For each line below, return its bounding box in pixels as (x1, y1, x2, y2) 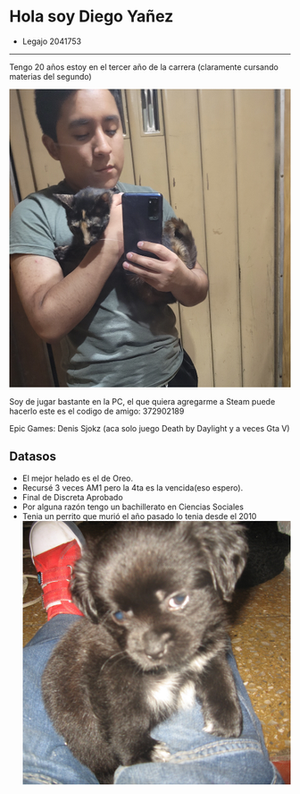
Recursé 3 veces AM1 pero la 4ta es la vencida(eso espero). (21, 482, 244, 493)
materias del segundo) (9, 71, 92, 81)
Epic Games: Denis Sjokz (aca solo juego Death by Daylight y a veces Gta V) (9, 423, 290, 434)
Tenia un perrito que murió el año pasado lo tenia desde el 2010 (21, 510, 257, 521)
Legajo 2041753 (21, 36, 82, 47)
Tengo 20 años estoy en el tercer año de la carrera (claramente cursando (9, 61, 279, 73)
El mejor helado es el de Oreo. (21, 473, 134, 483)
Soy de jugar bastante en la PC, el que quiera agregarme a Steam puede (9, 397, 276, 407)
